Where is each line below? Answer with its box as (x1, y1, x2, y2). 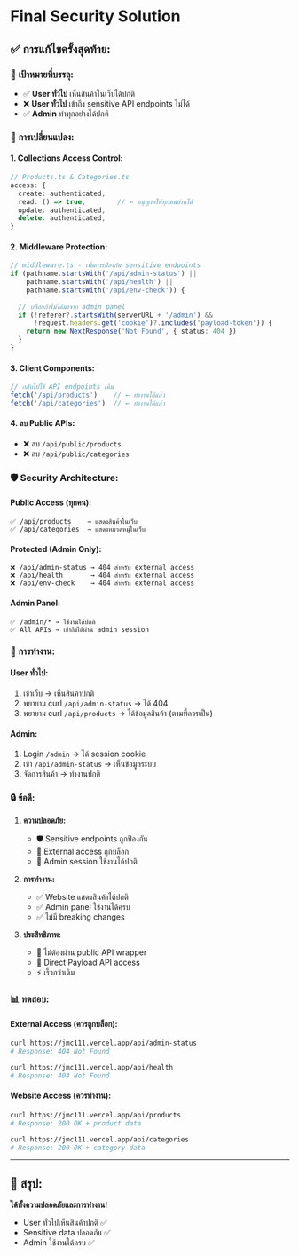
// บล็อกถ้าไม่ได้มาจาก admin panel (18, 302, 126, 312)
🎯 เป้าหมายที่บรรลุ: (10, 68, 74, 81)
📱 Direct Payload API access (35, 957, 140, 968)
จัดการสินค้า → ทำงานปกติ (22, 768, 101, 778)
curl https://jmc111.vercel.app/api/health (10, 1063, 174, 1072)
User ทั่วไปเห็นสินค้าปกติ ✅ (22, 1218, 107, 1228)
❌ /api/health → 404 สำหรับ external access (10, 571, 195, 580)
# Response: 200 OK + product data (10, 1118, 142, 1128)
